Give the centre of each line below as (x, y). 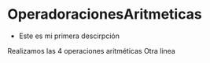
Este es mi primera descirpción (69, 36)
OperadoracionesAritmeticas (105, 14)
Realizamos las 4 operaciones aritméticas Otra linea (92, 51)
